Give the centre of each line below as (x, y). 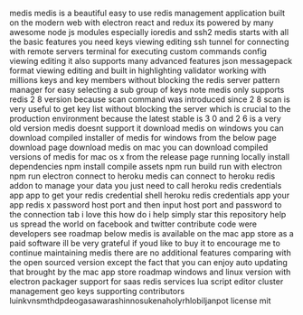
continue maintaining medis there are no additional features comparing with (150, 253)
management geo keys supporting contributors (97, 291)
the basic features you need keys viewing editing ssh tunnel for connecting (149, 42)
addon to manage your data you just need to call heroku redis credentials (146, 185)
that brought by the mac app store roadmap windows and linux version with (150, 272)
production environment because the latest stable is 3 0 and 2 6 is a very (146, 118)
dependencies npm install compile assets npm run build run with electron (146, 167)
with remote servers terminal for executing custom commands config (138, 51)
